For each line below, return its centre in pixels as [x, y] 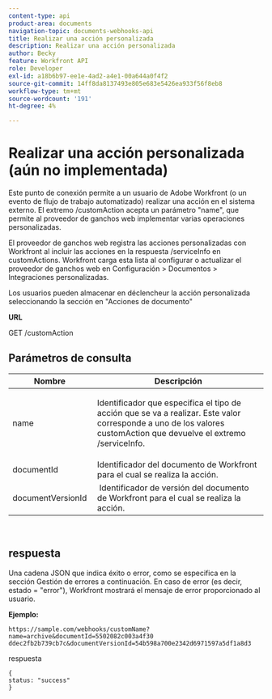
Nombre [50, 381]
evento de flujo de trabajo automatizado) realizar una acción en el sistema [132, 201]
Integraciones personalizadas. [59, 277]
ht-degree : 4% [32, 106]
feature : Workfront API [49, 61]
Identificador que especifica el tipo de [169, 403]
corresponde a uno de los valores [161, 423]
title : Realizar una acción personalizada [81, 38]
